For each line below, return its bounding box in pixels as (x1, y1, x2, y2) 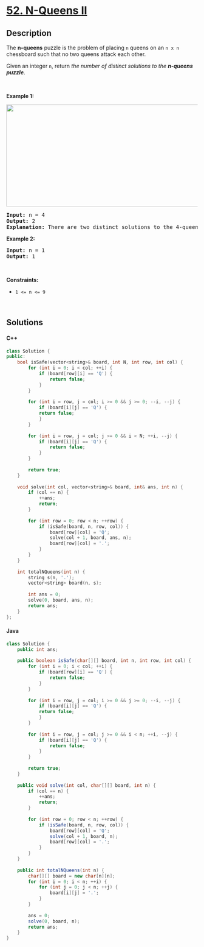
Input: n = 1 (6, 247, 46, 253)
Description (6, 28, 52, 38)
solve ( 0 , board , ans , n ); (28, 597, 94, 604)
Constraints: (6, 276, 39, 283)
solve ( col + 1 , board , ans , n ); (49, 535, 132, 541)
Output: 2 (6, 217, 35, 224)
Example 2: (6, 235, 35, 242)
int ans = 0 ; (28, 591, 61, 597)
